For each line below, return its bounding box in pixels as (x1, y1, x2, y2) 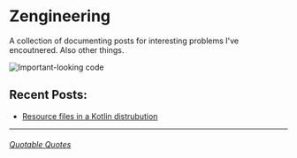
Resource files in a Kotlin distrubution (21, 110, 158, 121)
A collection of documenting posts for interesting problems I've (9, 35, 240, 46)
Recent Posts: (9, 87, 88, 102)
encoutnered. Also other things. (9, 44, 125, 55)
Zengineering (9, 6, 111, 26)
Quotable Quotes (9, 139, 72, 150)
